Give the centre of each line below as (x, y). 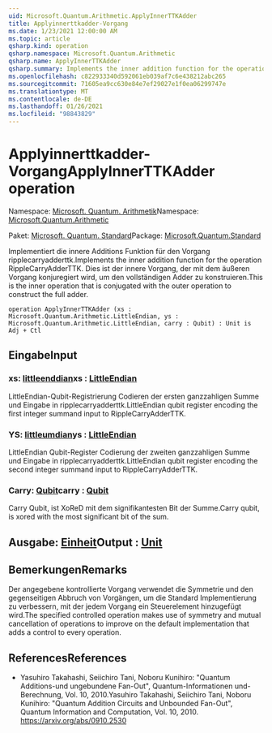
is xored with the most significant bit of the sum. (89, 517)
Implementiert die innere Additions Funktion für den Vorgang (109, 251)
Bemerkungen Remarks (68, 570)
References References (68, 658)
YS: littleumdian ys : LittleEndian (72, 434)
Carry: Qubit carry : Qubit (59, 490)
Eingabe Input (43, 355)
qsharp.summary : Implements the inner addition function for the (121, 69)
